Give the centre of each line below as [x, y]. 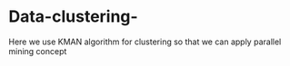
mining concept [38, 51]
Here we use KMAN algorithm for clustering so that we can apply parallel [145, 42]
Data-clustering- [73, 17]
